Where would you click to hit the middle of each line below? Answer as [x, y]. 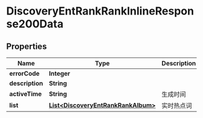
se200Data [35, 24]
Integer [60, 74]
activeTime [26, 94]
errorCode [24, 74]
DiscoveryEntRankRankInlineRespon [100, 11]
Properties [27, 46]
